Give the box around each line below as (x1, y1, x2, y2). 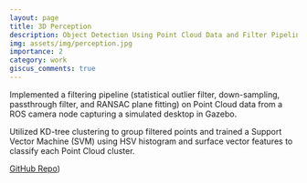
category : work (9, 56, 68, 65)
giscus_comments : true (9, 65, 96, 74)
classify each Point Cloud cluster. (9, 145, 135, 156)
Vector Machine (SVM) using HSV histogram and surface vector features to (9, 136, 293, 147)
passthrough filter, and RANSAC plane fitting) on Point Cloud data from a (9, 98, 283, 109)
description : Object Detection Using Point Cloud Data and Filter (9, 30, 268, 39)
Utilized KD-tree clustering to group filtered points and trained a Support (9, 126, 282, 137)
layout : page (9, 13, 59, 23)
